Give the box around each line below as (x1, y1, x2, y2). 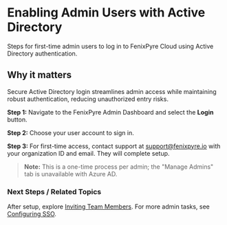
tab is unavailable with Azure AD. (23, 169, 118, 178)
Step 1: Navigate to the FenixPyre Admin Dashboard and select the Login (7, 108, 214, 116)
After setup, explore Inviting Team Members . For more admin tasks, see (7, 202, 210, 211)
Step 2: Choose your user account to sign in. (7, 128, 134, 137)
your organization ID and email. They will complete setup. (7, 149, 170, 157)
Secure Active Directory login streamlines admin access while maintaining (7, 87, 217, 95)
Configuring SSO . (7, 210, 57, 218)
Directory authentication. (7, 49, 78, 58)
